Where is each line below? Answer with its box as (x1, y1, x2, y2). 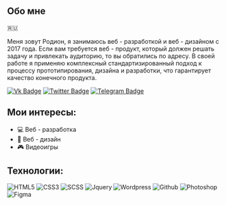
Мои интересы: (7, 107, 77, 118)
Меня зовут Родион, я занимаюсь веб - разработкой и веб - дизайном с (7, 37, 219, 45)
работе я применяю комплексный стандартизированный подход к (7, 59, 202, 67)
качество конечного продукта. (7, 73, 97, 81)
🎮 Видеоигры (16, 143, 58, 151)
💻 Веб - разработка (16, 125, 77, 133)
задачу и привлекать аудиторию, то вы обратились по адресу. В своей (7, 51, 216, 60)
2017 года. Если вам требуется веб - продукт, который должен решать (7, 44, 214, 53)
